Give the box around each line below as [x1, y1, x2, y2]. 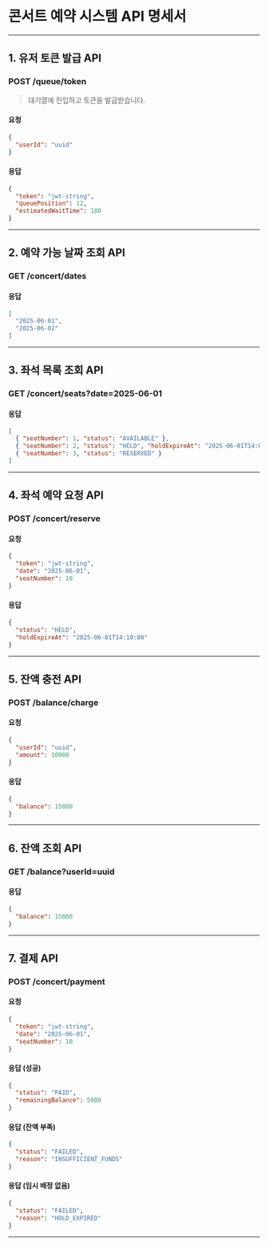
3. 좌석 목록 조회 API [8, 363, 104, 377]
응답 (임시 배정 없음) [8, 1181, 70, 1191]
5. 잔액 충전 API [8, 672, 82, 686]
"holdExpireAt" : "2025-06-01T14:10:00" [15, 633, 148, 641]
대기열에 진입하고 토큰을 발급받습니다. [27, 95, 146, 105]
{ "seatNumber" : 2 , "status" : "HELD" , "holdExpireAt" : [15, 442, 202, 451]
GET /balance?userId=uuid [8, 866, 116, 877]
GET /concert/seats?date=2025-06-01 [8, 388, 163, 399]
